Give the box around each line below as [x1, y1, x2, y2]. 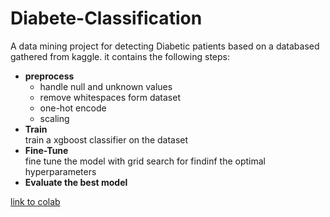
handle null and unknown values [39, 80, 173, 92]
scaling [39, 112, 70, 124]
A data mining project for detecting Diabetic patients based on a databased [10, 40, 320, 52]
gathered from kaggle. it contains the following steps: [10, 50, 230, 62]
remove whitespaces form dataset [39, 91, 181, 103]
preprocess [24, 70, 75, 82]
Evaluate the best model [24, 176, 128, 188]
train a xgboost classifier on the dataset [24, 133, 189, 146]
